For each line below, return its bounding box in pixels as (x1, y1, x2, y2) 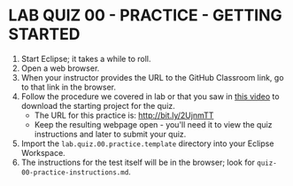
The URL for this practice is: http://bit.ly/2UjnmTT (34, 110, 214, 120)
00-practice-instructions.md (20, 167, 129, 177)
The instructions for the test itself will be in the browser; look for (20, 157, 256, 167)
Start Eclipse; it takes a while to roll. (20, 53, 151, 64)
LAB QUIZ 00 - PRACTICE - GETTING (8, 5, 282, 26)
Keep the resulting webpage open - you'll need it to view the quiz (34, 119, 273, 129)
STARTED (8, 24, 81, 44)
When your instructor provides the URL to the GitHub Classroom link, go (20, 72, 284, 82)
